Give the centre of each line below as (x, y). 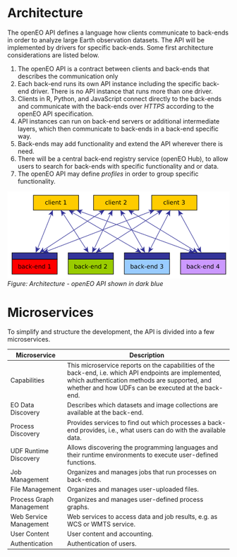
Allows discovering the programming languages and (142, 447)
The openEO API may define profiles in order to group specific (108, 174)
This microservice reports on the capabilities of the (141, 366)
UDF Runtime (30, 451)
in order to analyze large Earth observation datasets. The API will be (106, 40)
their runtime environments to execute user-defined (142, 455)
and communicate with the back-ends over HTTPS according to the (116, 106)
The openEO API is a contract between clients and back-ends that (113, 68)
